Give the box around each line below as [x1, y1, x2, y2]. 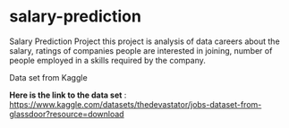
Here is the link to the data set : [9, 90, 127, 100]
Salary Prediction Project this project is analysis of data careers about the [9, 36, 280, 47]
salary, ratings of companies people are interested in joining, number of [9, 45, 273, 55]
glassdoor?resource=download [9, 108, 124, 119]
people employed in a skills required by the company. [9, 55, 206, 65]
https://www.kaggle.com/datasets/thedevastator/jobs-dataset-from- [9, 98, 262, 109]
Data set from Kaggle [9, 72, 88, 82]
